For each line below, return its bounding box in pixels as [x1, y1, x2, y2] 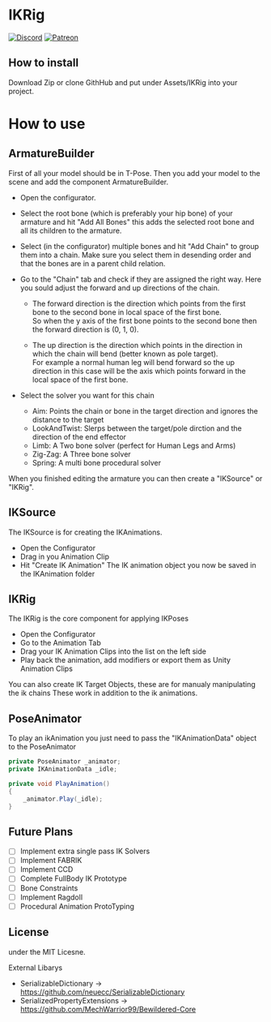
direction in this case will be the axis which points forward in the [32, 366, 247, 376]
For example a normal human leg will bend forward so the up [32, 357, 235, 367]
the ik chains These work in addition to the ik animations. [8, 688, 198, 698]
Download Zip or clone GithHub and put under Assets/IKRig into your [8, 77, 238, 87]
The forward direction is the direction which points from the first [32, 298, 246, 308]
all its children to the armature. [19, 225, 122, 235]
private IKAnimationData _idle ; [8, 765, 117, 774]
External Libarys [8, 963, 63, 973]
